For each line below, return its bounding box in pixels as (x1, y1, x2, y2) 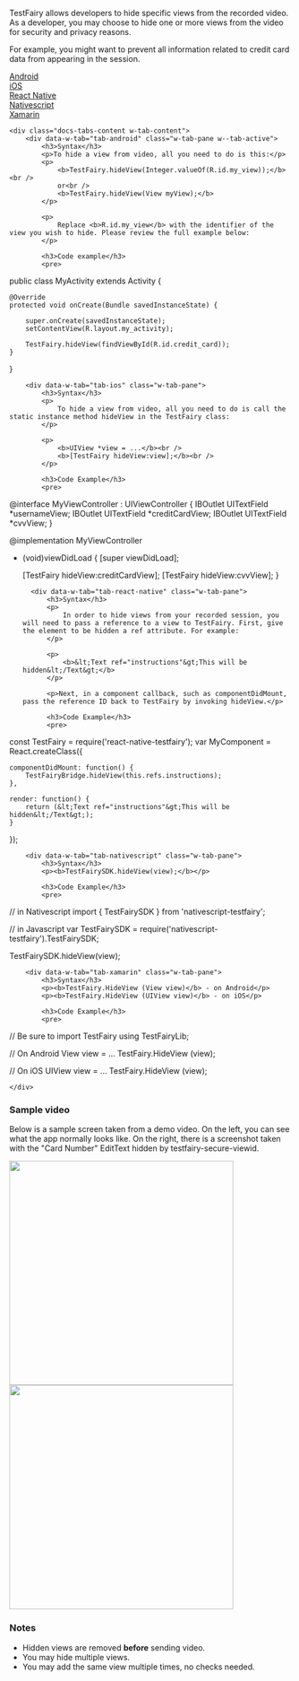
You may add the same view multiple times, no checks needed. (21, 1661, 255, 1672)
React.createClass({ (9, 746, 83, 756)
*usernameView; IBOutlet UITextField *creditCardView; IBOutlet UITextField (9, 509, 287, 518)
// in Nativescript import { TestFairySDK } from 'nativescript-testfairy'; (9, 906, 266, 917)
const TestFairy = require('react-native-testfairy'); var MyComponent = (9, 736, 271, 747)
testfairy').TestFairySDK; (9, 933, 99, 944)
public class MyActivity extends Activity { (9, 275, 162, 286)
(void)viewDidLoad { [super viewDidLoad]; (21, 553, 179, 563)
